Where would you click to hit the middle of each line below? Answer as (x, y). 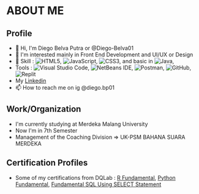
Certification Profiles (47, 163)
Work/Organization (44, 109)
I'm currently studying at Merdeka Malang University (81, 124)
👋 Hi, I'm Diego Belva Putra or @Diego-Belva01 (74, 48)
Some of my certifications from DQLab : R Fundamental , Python (95, 177)
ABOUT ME (35, 11)
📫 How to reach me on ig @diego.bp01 (65, 87)
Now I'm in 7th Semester (46, 130)
